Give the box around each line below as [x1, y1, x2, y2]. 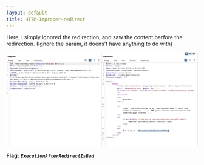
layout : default [6, 10, 47, 16]
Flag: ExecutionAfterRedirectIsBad [6, 152, 94, 160]
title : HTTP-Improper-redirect [6, 16, 86, 22]
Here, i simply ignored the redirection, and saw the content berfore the [6, 33, 183, 40]
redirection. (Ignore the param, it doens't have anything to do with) [6, 40, 173, 47]
